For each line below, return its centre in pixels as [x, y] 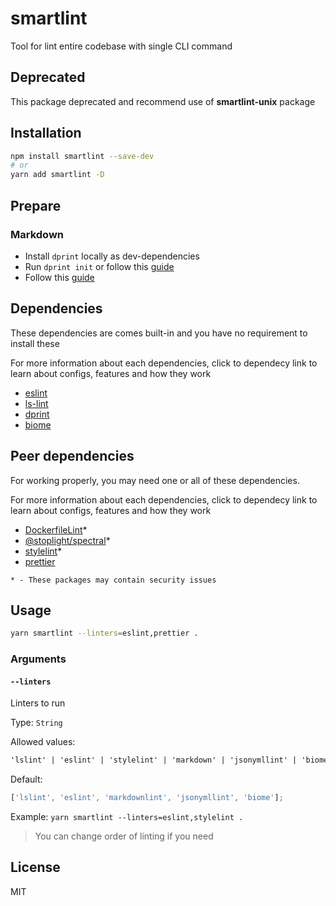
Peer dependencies [72, 456]
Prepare [36, 205]
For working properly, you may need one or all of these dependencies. [155, 480]
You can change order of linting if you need [124, 836]
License [35, 867]
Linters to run [38, 703]
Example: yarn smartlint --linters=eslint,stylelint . [127, 817]
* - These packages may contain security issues [113, 580]
